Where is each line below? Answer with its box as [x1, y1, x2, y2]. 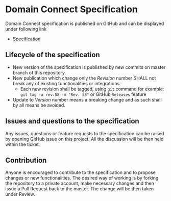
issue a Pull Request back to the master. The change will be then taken [5, 186, 154, 192]
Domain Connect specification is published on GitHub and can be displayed [5, 20, 164, 27]
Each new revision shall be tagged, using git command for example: [20, 86, 164, 92]
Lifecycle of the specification [5, 51, 101, 59]
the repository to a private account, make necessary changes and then [5, 180, 155, 187]
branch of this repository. [12, 69, 66, 76]
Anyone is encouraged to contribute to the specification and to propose [5, 169, 156, 175]
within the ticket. [5, 141, 40, 147]
